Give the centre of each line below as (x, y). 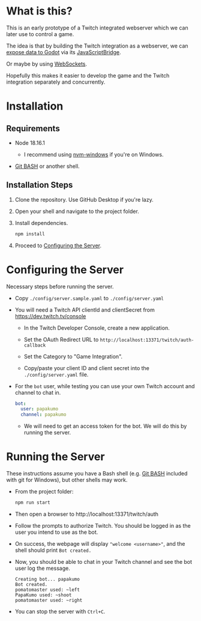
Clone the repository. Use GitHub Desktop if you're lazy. (84, 199)
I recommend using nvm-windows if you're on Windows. (94, 154)
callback (35, 345)
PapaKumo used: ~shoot (43, 595)
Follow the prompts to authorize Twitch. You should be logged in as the (103, 526)
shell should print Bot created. (53, 550)
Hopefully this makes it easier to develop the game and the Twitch (88, 75)
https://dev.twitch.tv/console (50, 316)
